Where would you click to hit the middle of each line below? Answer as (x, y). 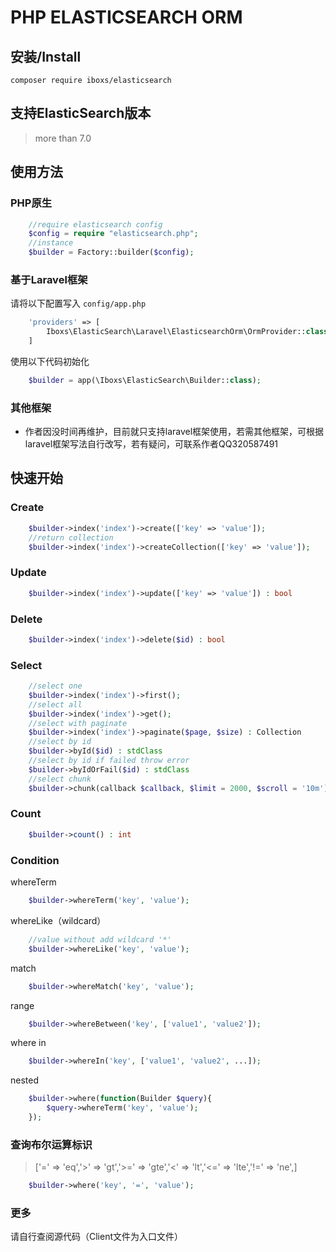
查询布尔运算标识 (51, 1144)
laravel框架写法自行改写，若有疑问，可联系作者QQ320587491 (151, 444)
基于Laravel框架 (49, 279)
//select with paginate (78, 723)
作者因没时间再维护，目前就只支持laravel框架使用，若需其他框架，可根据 (174, 432)
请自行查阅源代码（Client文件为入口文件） (97, 1237)
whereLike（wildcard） (58, 920)
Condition (35, 860)
